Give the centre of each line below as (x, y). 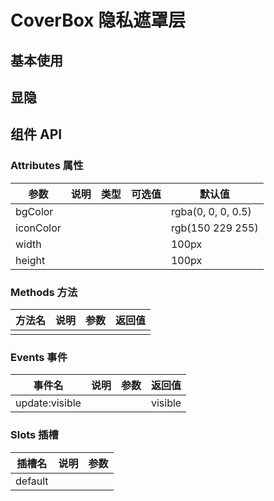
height (30, 260)
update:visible (48, 403)
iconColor (38, 228)
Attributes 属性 (47, 166)
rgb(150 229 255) (214, 228)
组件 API (36, 134)
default (32, 481)
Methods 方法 (44, 292)
